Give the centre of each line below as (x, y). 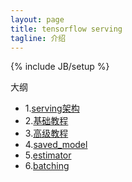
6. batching (47, 166)
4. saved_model (56, 145)
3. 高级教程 (46, 133)
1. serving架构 (52, 108)
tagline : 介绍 (38, 38)
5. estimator (48, 155)
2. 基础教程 (46, 121)
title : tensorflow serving (66, 29)
